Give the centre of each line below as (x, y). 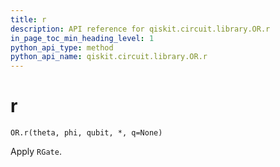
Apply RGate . (36, 152)
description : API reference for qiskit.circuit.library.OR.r (140, 29)
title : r (28, 19)
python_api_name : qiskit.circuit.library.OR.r (109, 57)
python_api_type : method (62, 47)
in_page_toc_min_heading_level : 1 (82, 38)
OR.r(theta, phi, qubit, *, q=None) (86, 133)
